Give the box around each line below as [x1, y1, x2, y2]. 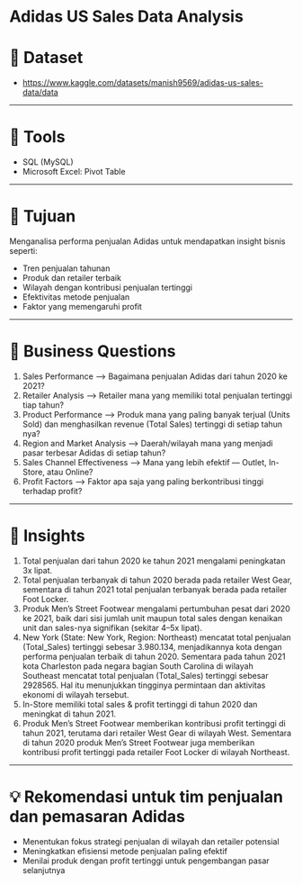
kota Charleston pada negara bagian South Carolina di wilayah [22, 660, 253, 672]
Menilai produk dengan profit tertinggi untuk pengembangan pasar [22, 855, 270, 866]
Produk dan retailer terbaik [22, 273, 121, 283]
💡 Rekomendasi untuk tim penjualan [9, 787, 283, 807]
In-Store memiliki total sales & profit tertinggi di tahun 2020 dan [22, 699, 258, 709]
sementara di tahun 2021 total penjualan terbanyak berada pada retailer [22, 583, 288, 595]
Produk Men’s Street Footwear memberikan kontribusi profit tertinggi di [22, 717, 286, 728]
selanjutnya [22, 864, 66, 875]
